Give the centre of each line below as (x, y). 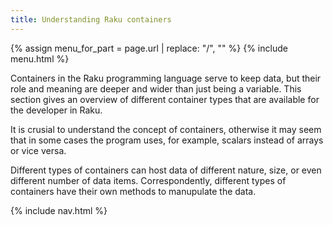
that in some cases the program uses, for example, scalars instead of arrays (167, 140)
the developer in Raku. (56, 110)
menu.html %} (40, 58)
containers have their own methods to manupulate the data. (133, 191)
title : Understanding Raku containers (91, 19)
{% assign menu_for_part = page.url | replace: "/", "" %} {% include (149, 48)
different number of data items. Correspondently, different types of (148, 180)
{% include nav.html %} (59, 210)
